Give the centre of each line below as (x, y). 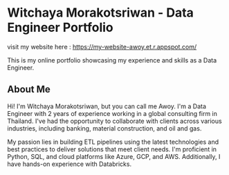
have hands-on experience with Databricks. (70, 164)
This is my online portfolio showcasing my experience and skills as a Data (112, 60)
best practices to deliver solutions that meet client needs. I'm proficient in (112, 149)
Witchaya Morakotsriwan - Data (100, 13)
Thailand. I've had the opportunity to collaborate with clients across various (115, 121)
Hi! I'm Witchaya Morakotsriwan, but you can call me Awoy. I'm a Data (107, 106)
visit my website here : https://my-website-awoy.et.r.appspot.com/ (102, 47)
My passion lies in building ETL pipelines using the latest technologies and (113, 142)
